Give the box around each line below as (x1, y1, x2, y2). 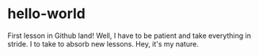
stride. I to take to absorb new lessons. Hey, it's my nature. (7, 39, 199, 48)
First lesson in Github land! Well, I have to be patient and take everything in (7, 31, 251, 40)
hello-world (7, 5, 86, 23)
